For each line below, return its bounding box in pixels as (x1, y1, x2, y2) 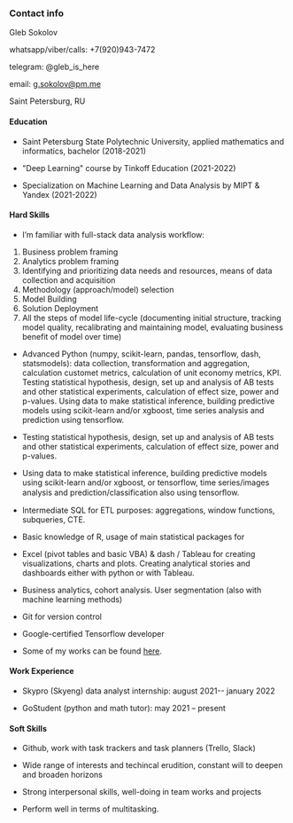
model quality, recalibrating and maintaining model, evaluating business (21, 322, 283, 333)
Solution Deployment (21, 302, 99, 313)
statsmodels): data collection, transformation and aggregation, (21, 357, 251, 368)
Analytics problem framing (21, 255, 120, 266)
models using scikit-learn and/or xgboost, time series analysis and (21, 404, 265, 415)
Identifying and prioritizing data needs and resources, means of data (21, 265, 273, 276)
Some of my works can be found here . (21, 646, 162, 656)
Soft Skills (9, 723, 47, 733)
